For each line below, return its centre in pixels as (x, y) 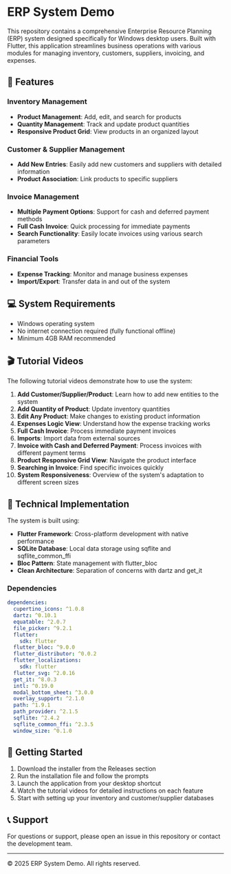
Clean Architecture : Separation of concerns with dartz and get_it (110, 570)
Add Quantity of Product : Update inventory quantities (93, 409)
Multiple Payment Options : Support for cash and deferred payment (113, 212)
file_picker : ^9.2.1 (43, 628)
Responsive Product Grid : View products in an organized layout (108, 131)
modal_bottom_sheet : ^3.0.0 (54, 692)
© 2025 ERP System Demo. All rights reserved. (74, 864)
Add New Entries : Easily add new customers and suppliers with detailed (119, 164)
